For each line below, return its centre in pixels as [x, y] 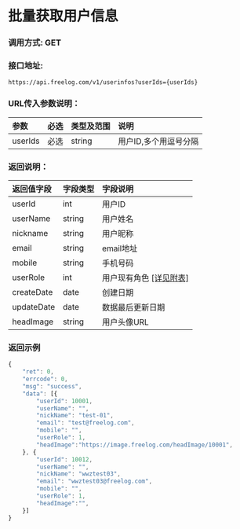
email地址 [120, 248]
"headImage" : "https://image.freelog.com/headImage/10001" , [135, 445]
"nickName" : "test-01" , [75, 416]
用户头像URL [125, 322]
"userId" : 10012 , [64, 459]
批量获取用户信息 [64, 16]
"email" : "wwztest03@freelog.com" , [95, 481]
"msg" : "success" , [52, 386]
